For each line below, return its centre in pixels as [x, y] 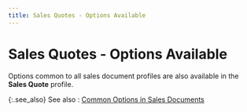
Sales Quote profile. [41, 84]
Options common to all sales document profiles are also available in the [124, 76]
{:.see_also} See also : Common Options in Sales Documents [106, 99]
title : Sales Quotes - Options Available [77, 15]
